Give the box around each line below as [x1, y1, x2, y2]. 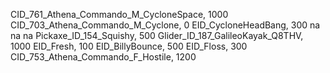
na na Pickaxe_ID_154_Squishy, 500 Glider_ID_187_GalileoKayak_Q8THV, [10, 30, 304, 41]
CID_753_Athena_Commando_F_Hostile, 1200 [10, 51, 197, 63]
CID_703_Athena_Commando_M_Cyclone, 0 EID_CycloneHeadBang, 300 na [10, 19, 321, 31]
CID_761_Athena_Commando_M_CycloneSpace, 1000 [10, 9, 229, 20]
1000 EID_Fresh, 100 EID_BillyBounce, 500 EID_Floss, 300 [10, 40, 248, 52]
